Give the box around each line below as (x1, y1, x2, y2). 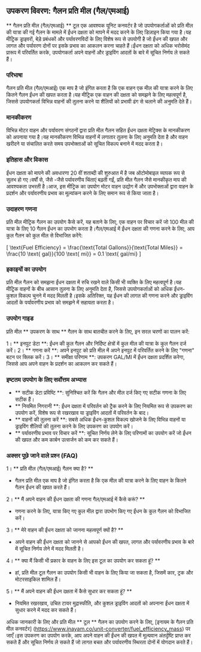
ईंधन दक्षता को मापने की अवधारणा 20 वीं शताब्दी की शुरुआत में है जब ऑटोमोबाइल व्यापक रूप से (6, 169, 185, 177)
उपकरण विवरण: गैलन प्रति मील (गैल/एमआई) (6, 6, 130, 16)
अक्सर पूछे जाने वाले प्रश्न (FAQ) (6, 451, 78, 460)
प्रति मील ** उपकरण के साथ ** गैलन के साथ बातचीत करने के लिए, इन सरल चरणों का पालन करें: (6, 327, 190, 335)
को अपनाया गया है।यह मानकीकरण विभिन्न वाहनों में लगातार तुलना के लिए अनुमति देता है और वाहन (6, 134, 188, 141)
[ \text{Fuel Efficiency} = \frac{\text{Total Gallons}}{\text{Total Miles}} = (6, 244, 184, 251)
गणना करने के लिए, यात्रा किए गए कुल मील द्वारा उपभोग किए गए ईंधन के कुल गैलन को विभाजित (14, 508, 191, 515)
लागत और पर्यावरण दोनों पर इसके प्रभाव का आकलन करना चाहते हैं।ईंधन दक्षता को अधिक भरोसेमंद (6, 42, 190, 49)
